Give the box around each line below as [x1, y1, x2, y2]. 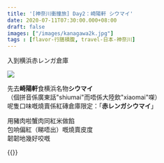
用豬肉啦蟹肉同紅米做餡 [7, 117, 75, 125]
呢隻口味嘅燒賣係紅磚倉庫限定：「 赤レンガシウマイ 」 [7, 102, 157, 111]
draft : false [7, 23, 45, 30]
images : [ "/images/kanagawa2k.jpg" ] [7, 29, 114, 37]
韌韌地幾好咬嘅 [7, 134, 50, 143]
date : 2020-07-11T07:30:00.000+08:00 [7, 17, 117, 24]
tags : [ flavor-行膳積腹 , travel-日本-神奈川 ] [7, 36, 136, 43]
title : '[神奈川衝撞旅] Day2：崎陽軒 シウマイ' [7, 10, 134, 17]
